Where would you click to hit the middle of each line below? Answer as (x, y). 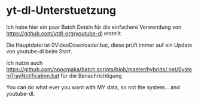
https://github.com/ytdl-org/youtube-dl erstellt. (64, 33)
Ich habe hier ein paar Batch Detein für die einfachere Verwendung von (94, 27)
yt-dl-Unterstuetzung (61, 10)
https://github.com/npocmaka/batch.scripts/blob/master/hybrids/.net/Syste (99, 69)
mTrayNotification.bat (33, 75)
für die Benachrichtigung (91, 75)
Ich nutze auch (25, 63)
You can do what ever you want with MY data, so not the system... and (93, 87)
